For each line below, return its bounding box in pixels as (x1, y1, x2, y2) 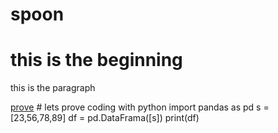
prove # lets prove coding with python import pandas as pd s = (10, 101, 270, 113)
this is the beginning (10, 49, 183, 72)
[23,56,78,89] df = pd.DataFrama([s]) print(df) (10, 112, 200, 124)
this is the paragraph (10, 82, 96, 94)
